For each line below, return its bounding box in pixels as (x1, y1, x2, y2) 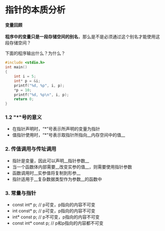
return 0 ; (14, 97, 34, 102)
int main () (5, 65, 27, 70)
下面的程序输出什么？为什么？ (5, 50, 65, 57)
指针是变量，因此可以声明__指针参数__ (12, 158, 89, 164)
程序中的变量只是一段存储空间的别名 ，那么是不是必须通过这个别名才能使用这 (5, 34, 160, 40)
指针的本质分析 (5, 4, 66, 16)
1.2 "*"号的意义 (5, 114, 42, 121)
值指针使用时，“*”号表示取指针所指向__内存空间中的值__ (12, 132, 125, 138)
